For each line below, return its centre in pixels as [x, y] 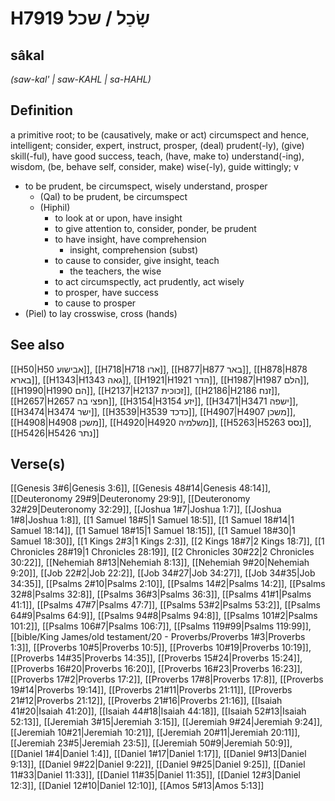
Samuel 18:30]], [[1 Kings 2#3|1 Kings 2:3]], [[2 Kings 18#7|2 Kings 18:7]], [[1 [167, 541]
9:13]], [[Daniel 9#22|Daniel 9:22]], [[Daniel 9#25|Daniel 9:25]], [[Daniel [158, 764]
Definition [41, 110]
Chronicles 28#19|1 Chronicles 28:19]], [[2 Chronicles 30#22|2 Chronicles [162, 552]
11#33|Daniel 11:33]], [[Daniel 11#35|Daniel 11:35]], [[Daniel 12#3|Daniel [156, 775]
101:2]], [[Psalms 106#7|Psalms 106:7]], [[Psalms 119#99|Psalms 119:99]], [161, 626]
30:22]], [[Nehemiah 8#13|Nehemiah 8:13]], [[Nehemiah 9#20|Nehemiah [160, 563]
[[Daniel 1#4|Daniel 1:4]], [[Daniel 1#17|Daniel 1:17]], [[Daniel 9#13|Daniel [158, 754]
